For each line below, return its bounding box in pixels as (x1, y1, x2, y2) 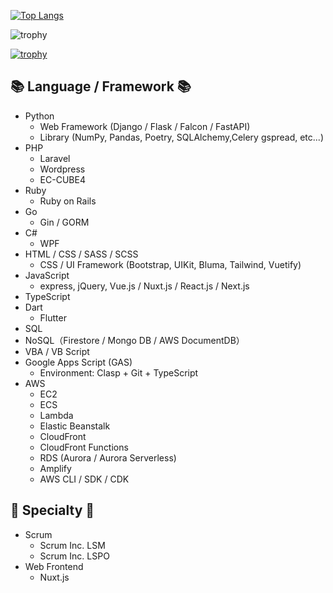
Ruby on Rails (39, 195, 97, 207)
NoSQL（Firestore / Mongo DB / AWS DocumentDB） (24, 334, 245, 346)
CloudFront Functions (39, 441, 129, 453)
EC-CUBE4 (39, 173, 86, 185)
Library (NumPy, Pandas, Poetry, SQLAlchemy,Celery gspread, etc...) (39, 131, 325, 143)
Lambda (39, 409, 74, 421)
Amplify (39, 462, 72, 474)
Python (24, 110, 55, 122)
